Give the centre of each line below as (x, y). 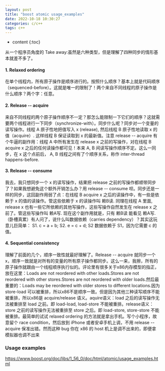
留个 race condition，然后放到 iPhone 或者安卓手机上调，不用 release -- (82, 322)
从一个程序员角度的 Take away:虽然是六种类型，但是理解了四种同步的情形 (80, 52)
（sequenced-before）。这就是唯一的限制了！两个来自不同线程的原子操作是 (81, 88)
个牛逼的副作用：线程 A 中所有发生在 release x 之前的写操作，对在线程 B (78, 141)
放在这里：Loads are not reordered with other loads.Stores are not (72, 273)
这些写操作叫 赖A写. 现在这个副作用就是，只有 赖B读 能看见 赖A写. (89, 213)
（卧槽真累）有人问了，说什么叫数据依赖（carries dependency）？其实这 (79, 219)
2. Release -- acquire (27, 105)
